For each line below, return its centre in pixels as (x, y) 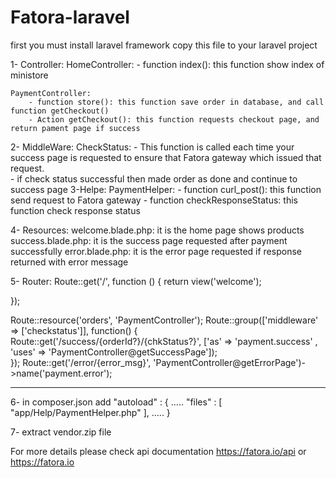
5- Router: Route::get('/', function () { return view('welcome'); (136, 281)
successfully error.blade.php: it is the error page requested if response (156, 251)
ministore (29, 75)
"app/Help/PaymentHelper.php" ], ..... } (90, 412)
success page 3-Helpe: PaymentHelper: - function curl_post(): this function (166, 189)
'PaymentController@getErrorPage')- (230, 362)
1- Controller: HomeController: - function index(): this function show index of (167, 64)
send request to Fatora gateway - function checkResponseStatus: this (154, 200)
